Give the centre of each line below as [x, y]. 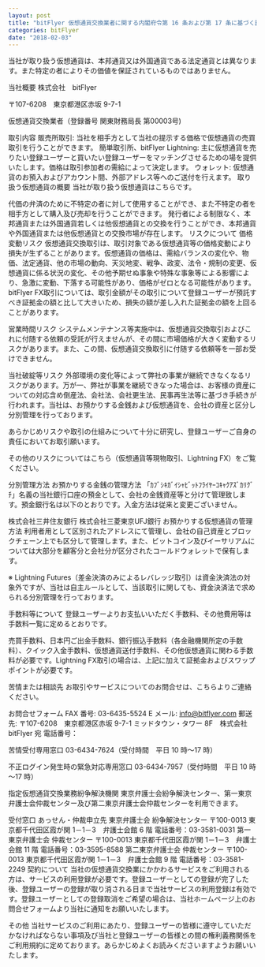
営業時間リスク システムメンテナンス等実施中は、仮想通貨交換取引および [127, 329]
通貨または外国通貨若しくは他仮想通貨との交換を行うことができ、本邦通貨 [135, 224]
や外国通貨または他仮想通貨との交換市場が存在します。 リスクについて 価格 [131, 233]
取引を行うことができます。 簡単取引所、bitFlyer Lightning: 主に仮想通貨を [129, 147]
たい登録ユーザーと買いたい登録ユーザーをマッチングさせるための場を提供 [136, 158]
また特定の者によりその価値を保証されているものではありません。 [128, 71]
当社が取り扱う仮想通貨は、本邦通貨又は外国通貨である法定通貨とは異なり [129, 61]
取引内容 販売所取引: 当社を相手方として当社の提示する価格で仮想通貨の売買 [132, 138]
